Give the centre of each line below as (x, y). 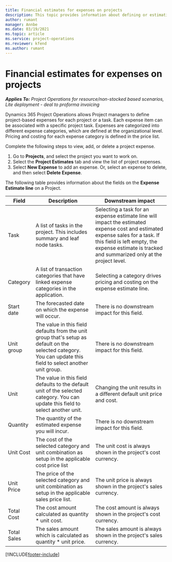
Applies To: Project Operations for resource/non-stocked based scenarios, (85, 99)
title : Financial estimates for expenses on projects (64, 10)
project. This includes (61, 232)
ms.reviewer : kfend (26, 44)
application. (50, 295)
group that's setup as (61, 337)
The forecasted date (60, 303)
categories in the (56, 288)
